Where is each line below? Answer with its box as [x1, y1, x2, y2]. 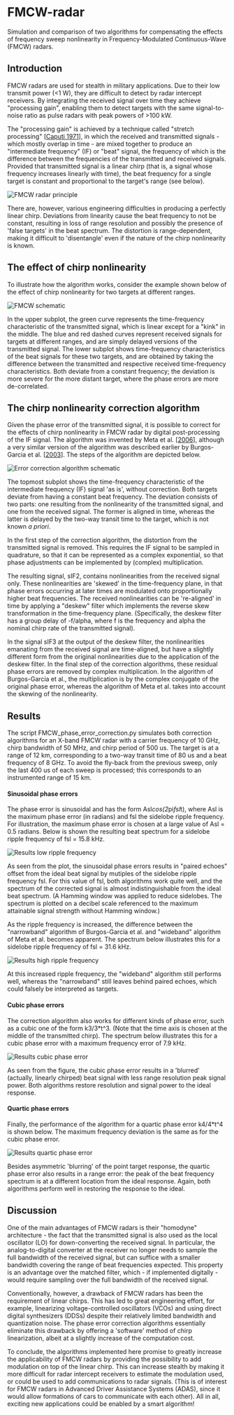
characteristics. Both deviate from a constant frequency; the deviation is [7, 367, 215, 375]
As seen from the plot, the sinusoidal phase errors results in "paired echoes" [7, 862, 228, 870]
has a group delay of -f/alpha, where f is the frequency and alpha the [7, 616, 206, 625]
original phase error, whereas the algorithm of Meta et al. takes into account [7, 682, 226, 691]
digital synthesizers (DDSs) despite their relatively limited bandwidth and [7, 1311, 217, 1320]
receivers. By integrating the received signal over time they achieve [7, 96, 201, 104]
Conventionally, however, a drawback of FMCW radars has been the [7, 1289, 204, 1297]
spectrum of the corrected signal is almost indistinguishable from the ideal [7, 884, 221, 893]
